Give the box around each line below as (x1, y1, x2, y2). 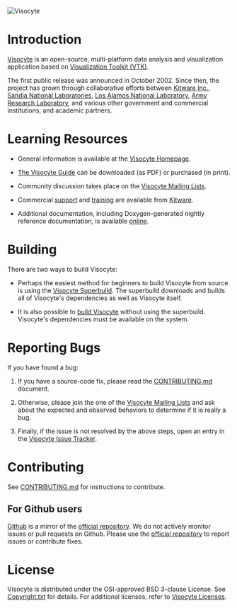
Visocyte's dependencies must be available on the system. (17, 315, 190, 323)
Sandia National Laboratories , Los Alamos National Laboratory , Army (7, 91, 207, 99)
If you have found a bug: (7, 363, 79, 372)
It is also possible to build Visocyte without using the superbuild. (17, 307, 206, 316)
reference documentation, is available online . (17, 217, 149, 225)
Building (7, 241, 57, 258)
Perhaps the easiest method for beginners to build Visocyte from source (17, 278, 229, 287)
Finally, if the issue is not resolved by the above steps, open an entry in (17, 427, 225, 435)
